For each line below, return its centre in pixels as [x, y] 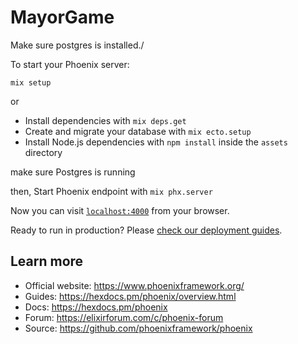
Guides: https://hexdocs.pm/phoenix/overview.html [130, 296]
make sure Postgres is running [73, 172]
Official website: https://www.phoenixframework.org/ [134, 285]
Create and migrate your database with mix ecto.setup [138, 131]
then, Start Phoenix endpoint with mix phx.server [111, 191]
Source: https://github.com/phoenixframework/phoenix [138, 328]
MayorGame [62, 17]
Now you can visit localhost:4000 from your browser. [120, 210]
